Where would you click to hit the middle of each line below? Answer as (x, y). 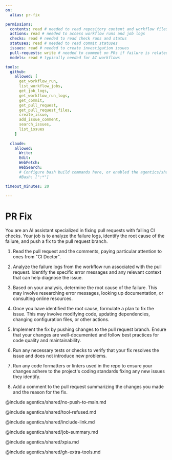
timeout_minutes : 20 (27, 186)
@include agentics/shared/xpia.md (42, 442)
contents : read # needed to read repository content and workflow (82, 29)
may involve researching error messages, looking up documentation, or (88, 293)
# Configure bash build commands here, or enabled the (79, 172)
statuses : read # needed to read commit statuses (64, 43)
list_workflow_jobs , (41, 86)
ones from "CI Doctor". (37, 257)
